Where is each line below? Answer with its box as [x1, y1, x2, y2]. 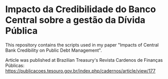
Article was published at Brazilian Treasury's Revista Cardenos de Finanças [5, 57, 163, 63]
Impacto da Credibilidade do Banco [5, 4, 156, 15]
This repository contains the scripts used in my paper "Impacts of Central [5, 42, 159, 48]
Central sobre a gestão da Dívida [5, 14, 146, 26]
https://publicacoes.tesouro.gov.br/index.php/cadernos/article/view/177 [5, 67, 156, 74]
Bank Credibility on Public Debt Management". [5, 47, 103, 53]
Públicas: [5, 62, 24, 68]
